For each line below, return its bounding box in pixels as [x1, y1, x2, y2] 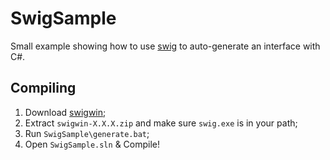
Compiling [10, 80, 77, 97]
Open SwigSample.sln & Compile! [24, 138, 161, 150]
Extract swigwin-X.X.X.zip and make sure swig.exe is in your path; [24, 117, 298, 129]
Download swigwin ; [24, 106, 107, 118]
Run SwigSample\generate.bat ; [24, 127, 150, 139]
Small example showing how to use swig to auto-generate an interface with [10, 40, 321, 52]
